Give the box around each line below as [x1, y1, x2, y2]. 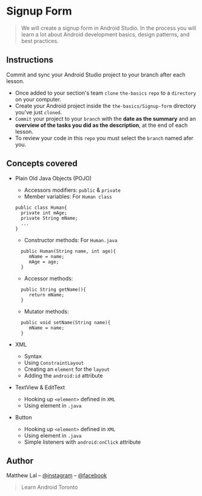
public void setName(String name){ [21, 319, 111, 325]
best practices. [21, 37, 59, 44]
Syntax [24, 352, 42, 359]
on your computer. [15, 95, 62, 103]
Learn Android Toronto [21, 484, 78, 491]
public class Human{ [15, 205, 67, 211]
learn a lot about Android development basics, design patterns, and [21, 30, 190, 38]
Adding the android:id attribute [24, 372, 103, 379]
